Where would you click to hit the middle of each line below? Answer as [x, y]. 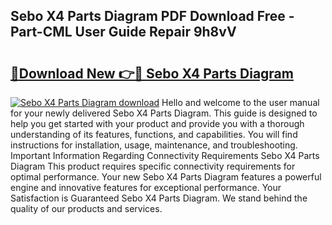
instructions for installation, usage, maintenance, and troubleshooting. [154, 145]
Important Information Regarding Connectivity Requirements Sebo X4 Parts [165, 155]
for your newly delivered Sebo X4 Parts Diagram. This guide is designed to [164, 113]
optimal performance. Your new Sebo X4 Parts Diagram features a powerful [166, 177]
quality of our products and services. [86, 208]
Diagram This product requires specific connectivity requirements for [153, 166]
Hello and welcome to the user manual [240, 102]
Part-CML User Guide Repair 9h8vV [123, 32]
